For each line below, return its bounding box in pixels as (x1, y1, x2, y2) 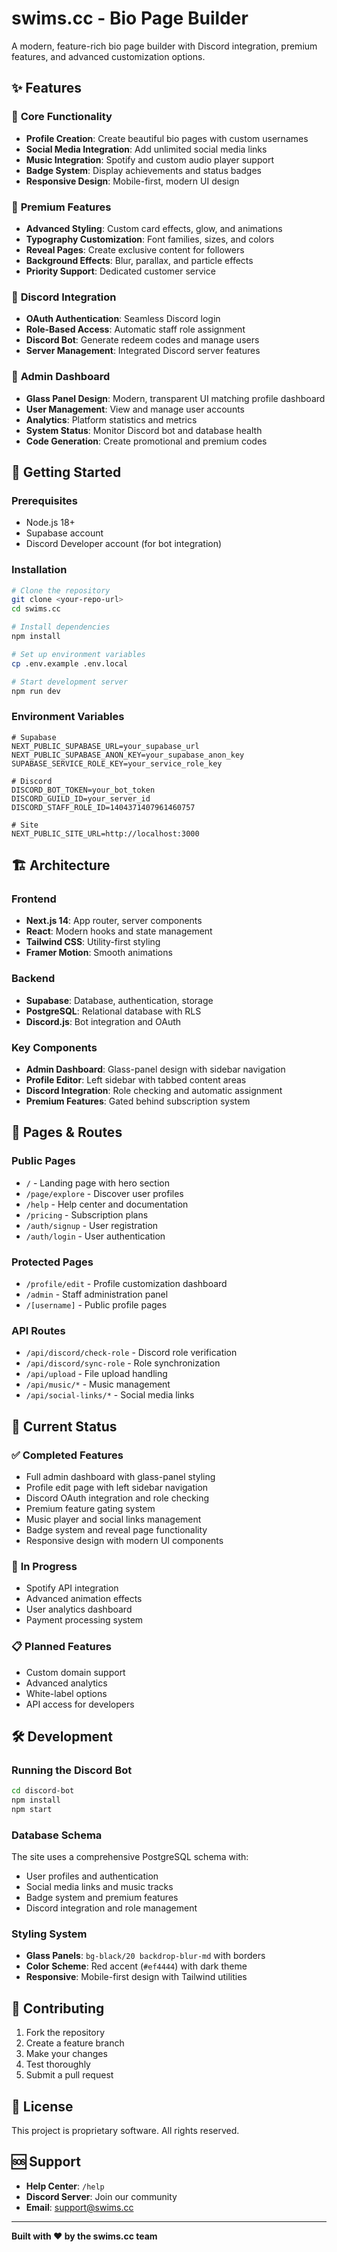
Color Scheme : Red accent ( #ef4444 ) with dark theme (25, 1960, 248, 1972)
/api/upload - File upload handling (25, 1368, 168, 1380)
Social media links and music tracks (25, 1881, 174, 1893)
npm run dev (11, 686, 61, 696)
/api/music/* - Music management (25, 1378, 171, 1391)
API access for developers (25, 1698, 135, 1710)
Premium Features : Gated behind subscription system (25, 1095, 251, 1107)
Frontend (11, 892, 57, 906)
